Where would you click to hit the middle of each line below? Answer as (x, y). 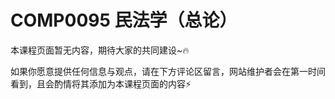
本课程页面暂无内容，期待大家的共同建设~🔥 (100, 50)
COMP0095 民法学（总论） (124, 20)
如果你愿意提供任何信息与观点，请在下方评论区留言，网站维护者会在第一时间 (168, 71)
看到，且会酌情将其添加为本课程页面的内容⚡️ (101, 83)
